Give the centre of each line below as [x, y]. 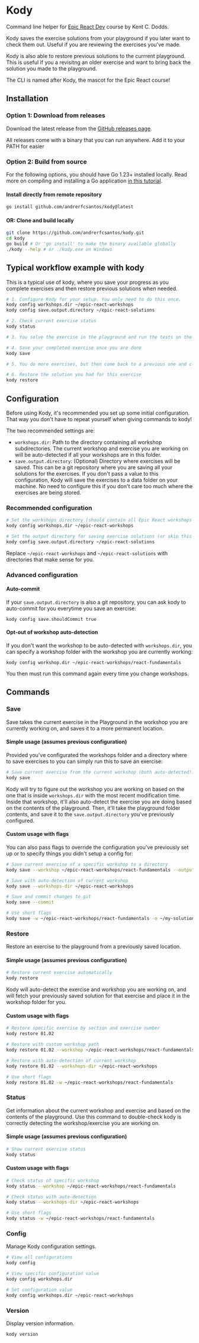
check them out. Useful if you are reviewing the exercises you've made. [94, 44]
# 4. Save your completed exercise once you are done [74, 348]
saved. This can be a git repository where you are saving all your [94, 467]
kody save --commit [30, 902]
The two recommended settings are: [50, 431]
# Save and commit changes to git [49, 897]
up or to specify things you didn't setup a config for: [70, 853]
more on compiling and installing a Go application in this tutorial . [84, 181]
